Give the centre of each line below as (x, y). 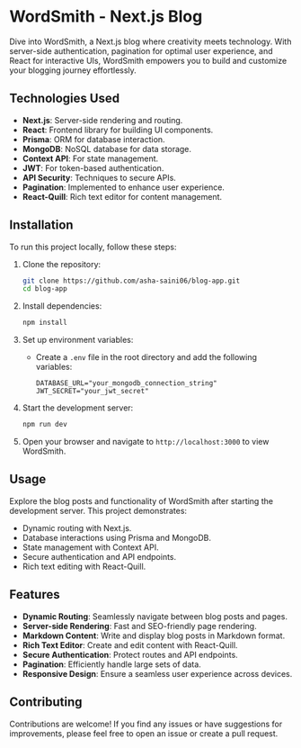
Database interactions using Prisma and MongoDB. (116, 537)
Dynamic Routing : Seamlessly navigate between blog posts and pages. (155, 616)
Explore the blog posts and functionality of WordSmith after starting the (142, 500)
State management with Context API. (90, 547)
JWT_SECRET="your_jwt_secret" (93, 392)
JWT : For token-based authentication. (93, 167)
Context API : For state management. (90, 158)
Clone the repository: (62, 264)
